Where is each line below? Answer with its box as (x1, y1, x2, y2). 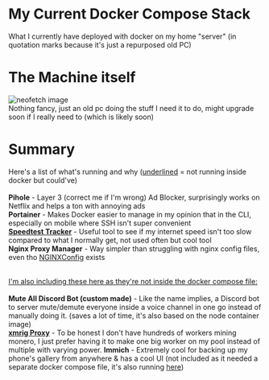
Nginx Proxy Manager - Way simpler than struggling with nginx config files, (8, 243, 260, 254)
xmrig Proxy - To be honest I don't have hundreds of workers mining (8, 328, 237, 337)
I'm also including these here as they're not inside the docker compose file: (8, 276, 258, 286)
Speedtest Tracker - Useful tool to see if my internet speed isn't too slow (8, 226, 252, 236)
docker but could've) (8, 175, 78, 185)
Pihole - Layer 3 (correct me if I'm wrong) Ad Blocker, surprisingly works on (8, 192, 260, 202)
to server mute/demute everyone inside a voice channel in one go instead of (8, 302, 262, 312)
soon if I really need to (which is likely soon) (8, 112, 155, 122)
